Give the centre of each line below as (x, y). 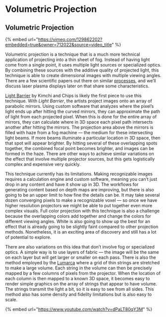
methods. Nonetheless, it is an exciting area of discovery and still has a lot (81, 232)
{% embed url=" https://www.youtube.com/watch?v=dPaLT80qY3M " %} (79, 309)
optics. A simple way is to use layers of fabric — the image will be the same (82, 252)
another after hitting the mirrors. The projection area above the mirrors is (79, 127)
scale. (11, 300)
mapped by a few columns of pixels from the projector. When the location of (83, 273)
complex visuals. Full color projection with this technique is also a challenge (83, 211)
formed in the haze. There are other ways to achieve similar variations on (80, 154)
